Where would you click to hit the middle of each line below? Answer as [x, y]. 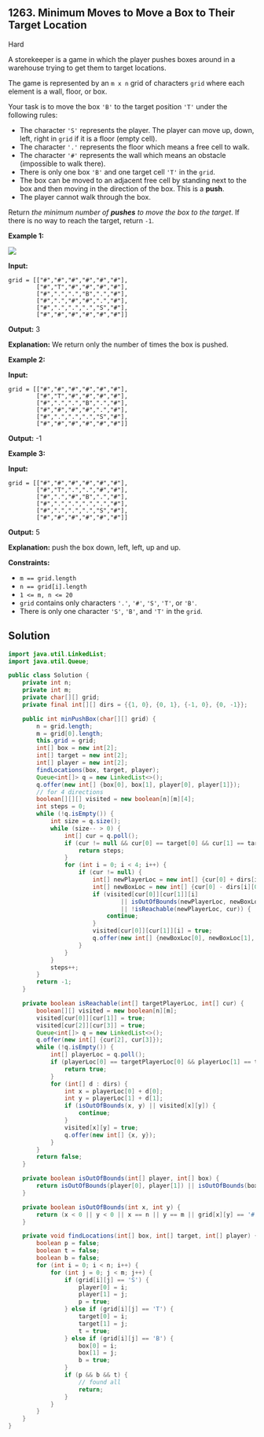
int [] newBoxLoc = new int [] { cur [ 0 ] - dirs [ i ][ [174, 887]
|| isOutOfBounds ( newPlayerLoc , [173, 902]
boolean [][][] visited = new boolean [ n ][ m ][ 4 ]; [115, 799]
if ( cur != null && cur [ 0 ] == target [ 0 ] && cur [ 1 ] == [154, 843]
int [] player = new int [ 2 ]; [82, 763]
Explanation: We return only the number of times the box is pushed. [119, 344]
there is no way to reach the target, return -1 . [81, 220]
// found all [100, 1382]
